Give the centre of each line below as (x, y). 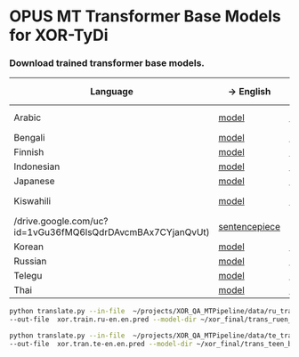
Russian (30, 262)
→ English (250, 92)
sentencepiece (250, 227)
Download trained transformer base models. (107, 63)
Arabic (28, 118)
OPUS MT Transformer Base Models (145, 16)
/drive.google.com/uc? (61, 222)
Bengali (29, 138)
